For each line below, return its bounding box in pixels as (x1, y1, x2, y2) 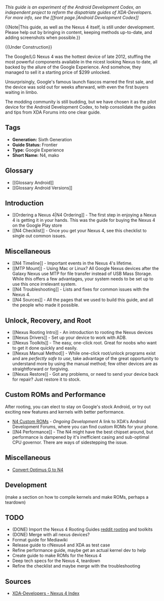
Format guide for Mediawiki (12, 537, 68, 543)
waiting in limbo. (5, 90, 38, 95)
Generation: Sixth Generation (12, 136, 72, 142)
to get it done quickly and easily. (12, 345, 78, 351)
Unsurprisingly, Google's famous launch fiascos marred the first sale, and (5, 79, 154, 85)
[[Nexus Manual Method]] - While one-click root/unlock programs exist (12, 350, 156, 356)
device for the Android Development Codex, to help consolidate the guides (5, 104, 156, 110)
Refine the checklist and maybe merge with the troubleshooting (12, 563, 141, 569)
